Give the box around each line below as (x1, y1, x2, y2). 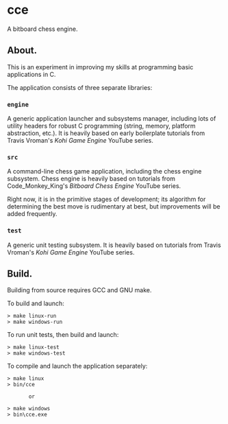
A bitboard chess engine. (7, 25, 78, 33)
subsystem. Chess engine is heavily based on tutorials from (7, 174, 176, 183)
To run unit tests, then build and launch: (7, 331, 119, 339)
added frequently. (7, 210, 58, 218)
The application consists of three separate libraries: (7, 83, 153, 91)
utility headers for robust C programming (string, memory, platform (7, 122, 197, 130)
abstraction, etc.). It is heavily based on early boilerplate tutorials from (7, 129, 205, 137)
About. (7, 45, 38, 56)
